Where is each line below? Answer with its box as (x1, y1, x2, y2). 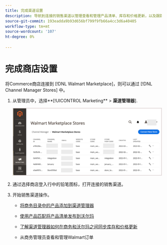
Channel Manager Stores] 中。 (5, 87, 68, 93)
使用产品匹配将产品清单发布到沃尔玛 (19, 213, 94, 219)
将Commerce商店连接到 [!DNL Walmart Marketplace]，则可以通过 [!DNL (5, 80, 153, 87)
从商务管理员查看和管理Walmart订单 (19, 234, 94, 240)
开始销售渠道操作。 (12, 192, 52, 198)
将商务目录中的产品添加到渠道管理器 (19, 202, 94, 208)
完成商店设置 (5, 63, 58, 75)
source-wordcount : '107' (5, 29, 57, 34)
